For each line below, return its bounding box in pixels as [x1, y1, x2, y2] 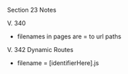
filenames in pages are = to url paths [17, 32, 122, 40]
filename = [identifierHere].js [17, 59, 99, 67]
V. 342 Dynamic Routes [7, 46, 74, 53]
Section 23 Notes [7, 6, 56, 14]
